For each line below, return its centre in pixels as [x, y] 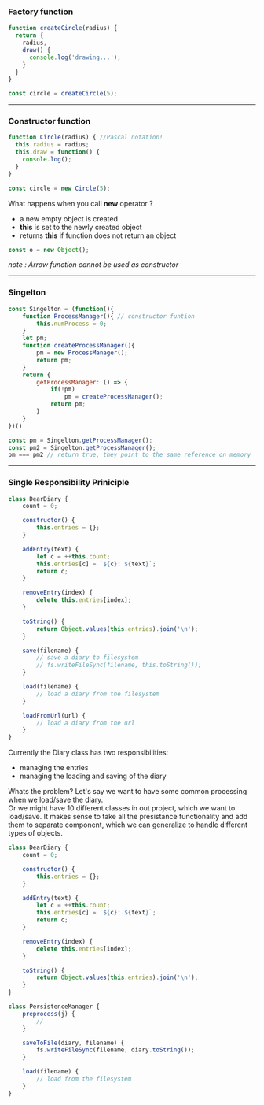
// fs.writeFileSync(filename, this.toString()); [119, 665]
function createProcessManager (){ [79, 346]
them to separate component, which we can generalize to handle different [128, 825]
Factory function [41, 12]
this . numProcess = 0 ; [72, 324]
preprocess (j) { [49, 1014]
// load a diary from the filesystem [98, 694]
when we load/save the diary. [56, 800]
